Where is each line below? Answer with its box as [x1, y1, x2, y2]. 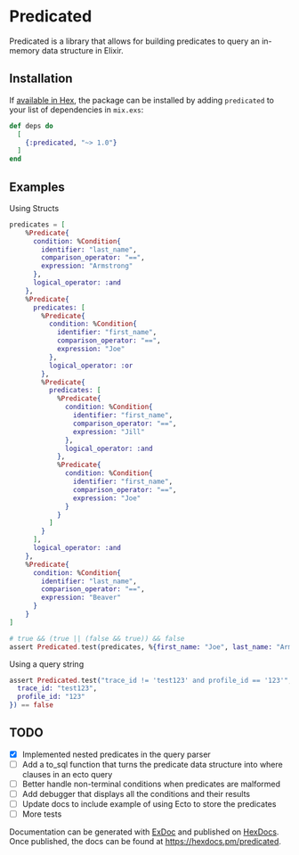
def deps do [9, 121, 53, 130]
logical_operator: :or [48, 361, 133, 370]
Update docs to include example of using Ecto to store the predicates [21, 799, 277, 810]
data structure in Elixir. [41, 45, 125, 55]
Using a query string [9, 658, 85, 670]
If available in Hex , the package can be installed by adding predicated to [9, 95, 274, 105]
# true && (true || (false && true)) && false [9, 634, 185, 643]
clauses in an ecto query [21, 769, 113, 779]
